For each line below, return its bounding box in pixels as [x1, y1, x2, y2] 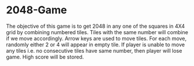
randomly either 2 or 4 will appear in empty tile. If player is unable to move [6, 41, 185, 48]
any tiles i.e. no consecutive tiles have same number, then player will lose [6, 47, 182, 54]
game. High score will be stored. [6, 53, 84, 60]
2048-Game [6, 3, 67, 17]
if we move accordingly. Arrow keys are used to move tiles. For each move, [6, 35, 187, 42]
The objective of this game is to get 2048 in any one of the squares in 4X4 [6, 23, 185, 30]
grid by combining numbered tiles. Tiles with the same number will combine [6, 28, 189, 35]
